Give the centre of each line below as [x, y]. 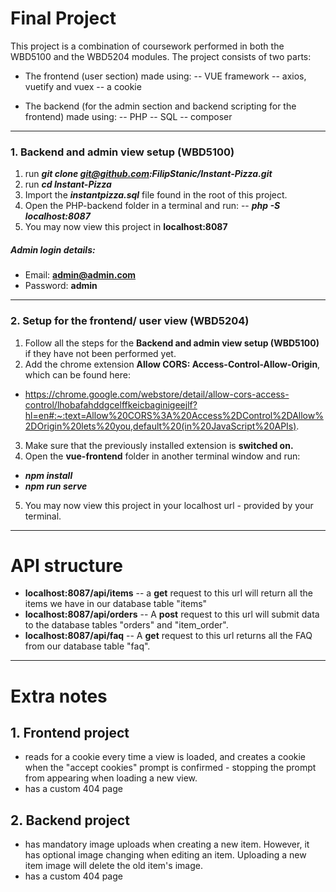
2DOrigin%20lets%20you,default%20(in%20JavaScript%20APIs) [160, 426]
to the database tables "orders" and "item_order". [126, 625]
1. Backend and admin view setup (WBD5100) [122, 152]
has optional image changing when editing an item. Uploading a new [165, 855]
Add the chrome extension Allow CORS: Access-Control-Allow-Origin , [172, 364]
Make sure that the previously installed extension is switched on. [159, 445]
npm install [48, 475]
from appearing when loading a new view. [111, 778]
